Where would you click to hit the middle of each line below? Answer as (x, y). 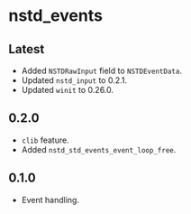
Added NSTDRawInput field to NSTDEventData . (101, 70)
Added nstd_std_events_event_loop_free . (99, 149)
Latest (27, 49)
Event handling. (50, 200)
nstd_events (55, 16)
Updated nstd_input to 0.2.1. (74, 80)
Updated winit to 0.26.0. (68, 90)
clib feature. (45, 140)
